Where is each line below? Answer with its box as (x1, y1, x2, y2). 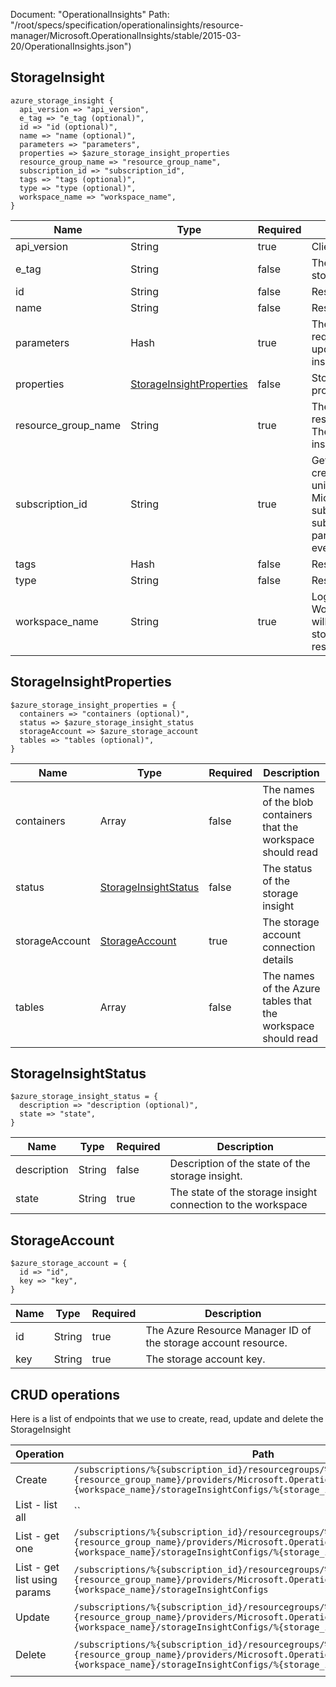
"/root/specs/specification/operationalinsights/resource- (10, 19, 244, 31)
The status (262, 861, 313, 875)
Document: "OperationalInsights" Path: (10, 9, 170, 20)
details (262, 952, 294, 966)
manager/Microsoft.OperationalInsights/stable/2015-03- (10, 30, 242, 41)
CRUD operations (10, 1386, 121, 1403)
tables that (262, 994, 313, 1008)
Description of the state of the (169, 1157, 311, 1171)
